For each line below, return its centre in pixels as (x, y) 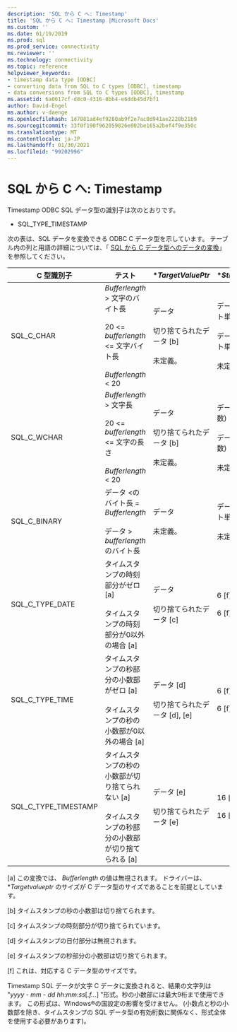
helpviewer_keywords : (39, 73)
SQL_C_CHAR (33, 335)
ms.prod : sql (26, 40)
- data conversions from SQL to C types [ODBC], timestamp (96, 93)
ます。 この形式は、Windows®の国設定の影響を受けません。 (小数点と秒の (115, 1003)
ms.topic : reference (38, 66)
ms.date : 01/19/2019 (38, 34)
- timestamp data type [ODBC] (52, 80)
